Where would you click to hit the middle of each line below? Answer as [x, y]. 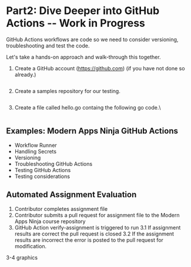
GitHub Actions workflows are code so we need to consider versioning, [92, 39]
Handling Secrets [36, 151]
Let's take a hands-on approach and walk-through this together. [83, 57]
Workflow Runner [36, 145]
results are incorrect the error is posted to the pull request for [89, 240]
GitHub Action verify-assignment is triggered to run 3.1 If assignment [98, 227]
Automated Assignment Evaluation [71, 195]
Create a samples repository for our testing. [67, 91]
